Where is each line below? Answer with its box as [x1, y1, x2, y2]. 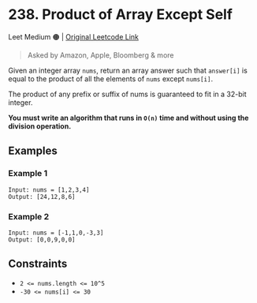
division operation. [8, 121, 72, 131]
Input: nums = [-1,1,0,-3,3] [8, 229, 104, 237]
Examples [8, 144, 58, 158]
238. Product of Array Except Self [8, 6, 233, 24]
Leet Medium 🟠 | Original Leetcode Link [8, 32, 140, 41]
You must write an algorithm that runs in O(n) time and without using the [8, 113, 249, 122]
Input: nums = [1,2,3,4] [8, 185, 90, 194]
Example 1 [8, 168, 48, 179]
